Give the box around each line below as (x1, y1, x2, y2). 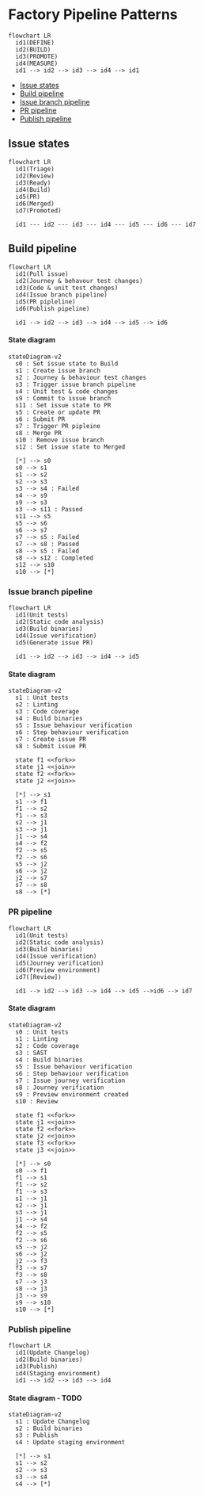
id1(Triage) (15, 165, 55, 173)
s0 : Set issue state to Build (15, 359, 119, 368)
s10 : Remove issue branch (15, 436, 104, 444)
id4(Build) (15, 185, 51, 193)
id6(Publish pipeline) (15, 304, 90, 312)
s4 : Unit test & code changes (15, 387, 119, 396)
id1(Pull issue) (15, 270, 69, 278)
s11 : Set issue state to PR (15, 401, 111, 409)
